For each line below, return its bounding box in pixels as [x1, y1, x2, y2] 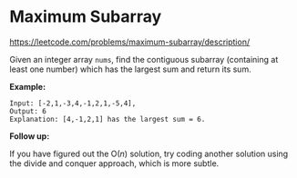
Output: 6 [9, 106, 47, 115]
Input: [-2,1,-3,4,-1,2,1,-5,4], [9, 98, 137, 108]
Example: [9, 81, 46, 92]
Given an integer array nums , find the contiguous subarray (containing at [9, 54, 279, 64]
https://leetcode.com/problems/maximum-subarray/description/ [9, 36, 251, 47]
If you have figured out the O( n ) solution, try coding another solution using [9, 148, 289, 159]
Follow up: [9, 130, 50, 142]
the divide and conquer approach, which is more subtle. [9, 157, 220, 169]
